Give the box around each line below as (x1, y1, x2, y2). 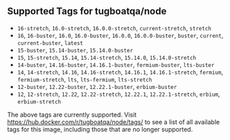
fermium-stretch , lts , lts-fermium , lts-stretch (17, 75, 152, 83)
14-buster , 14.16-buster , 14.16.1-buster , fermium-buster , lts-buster (17, 60, 215, 68)
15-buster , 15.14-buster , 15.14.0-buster (17, 46, 134, 54)
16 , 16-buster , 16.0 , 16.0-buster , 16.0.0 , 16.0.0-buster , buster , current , (17, 31, 224, 39)
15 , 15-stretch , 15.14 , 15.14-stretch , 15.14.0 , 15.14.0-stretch (17, 53, 197, 61)
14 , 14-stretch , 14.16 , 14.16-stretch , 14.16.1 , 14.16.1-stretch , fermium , (17, 68, 224, 76)
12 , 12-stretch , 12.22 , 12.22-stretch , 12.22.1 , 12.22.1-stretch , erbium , (17, 90, 220, 98)
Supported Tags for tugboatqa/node (7, 6, 167, 17)
